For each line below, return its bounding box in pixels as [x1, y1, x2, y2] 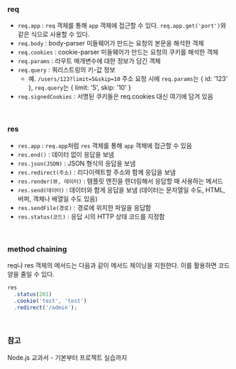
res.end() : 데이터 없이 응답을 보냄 [17, 150, 115, 158]
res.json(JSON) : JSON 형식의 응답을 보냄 [17, 159, 136, 167]
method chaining [7, 244, 67, 254]
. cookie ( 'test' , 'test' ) [13, 297, 87, 304]
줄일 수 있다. [20, 270, 55, 278]
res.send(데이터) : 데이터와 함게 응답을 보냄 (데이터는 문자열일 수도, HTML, [17, 185, 225, 194]
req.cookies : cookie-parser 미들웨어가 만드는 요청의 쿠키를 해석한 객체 [17, 48, 218, 57]
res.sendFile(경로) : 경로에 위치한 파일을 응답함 [17, 203, 152, 211]
